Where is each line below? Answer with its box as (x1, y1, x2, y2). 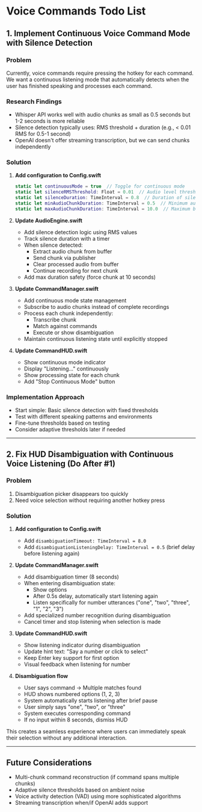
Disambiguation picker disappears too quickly (14, 490, 129, 497)
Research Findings (6, 97, 62, 106)
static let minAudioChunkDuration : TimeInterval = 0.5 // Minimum (14, 200, 188, 206)
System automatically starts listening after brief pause (23, 697, 158, 704)
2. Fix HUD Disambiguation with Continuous (6, 449, 174, 459)
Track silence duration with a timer (23, 235, 110, 242)
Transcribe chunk (32, 316, 77, 323)
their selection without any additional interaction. (6, 734, 127, 741)
